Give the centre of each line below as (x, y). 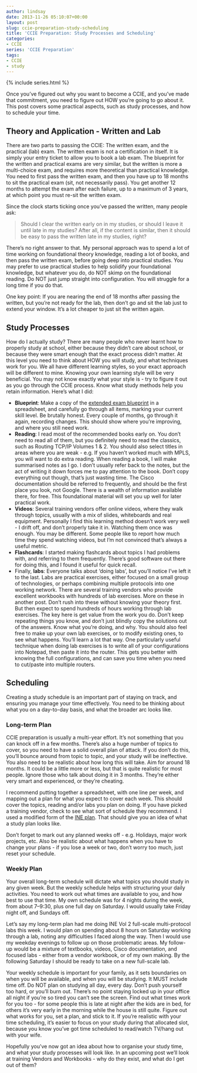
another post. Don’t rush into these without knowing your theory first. (98, 602)
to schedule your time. (33, 113)
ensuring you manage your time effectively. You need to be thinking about (95, 703)
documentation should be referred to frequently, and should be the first (101, 484)
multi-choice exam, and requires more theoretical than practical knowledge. (98, 170)
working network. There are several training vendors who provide (94, 590)
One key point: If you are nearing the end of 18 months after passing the (93, 297)
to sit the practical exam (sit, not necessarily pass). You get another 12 (91, 183)
